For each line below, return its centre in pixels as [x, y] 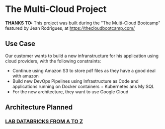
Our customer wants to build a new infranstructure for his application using [82, 56]
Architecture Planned [39, 107]
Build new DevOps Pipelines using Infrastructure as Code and [76, 81]
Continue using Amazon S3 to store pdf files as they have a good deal [84, 70]
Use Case [20, 44]
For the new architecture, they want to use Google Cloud [70, 92]
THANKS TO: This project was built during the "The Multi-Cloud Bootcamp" [83, 23]
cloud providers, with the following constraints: [53, 61]
